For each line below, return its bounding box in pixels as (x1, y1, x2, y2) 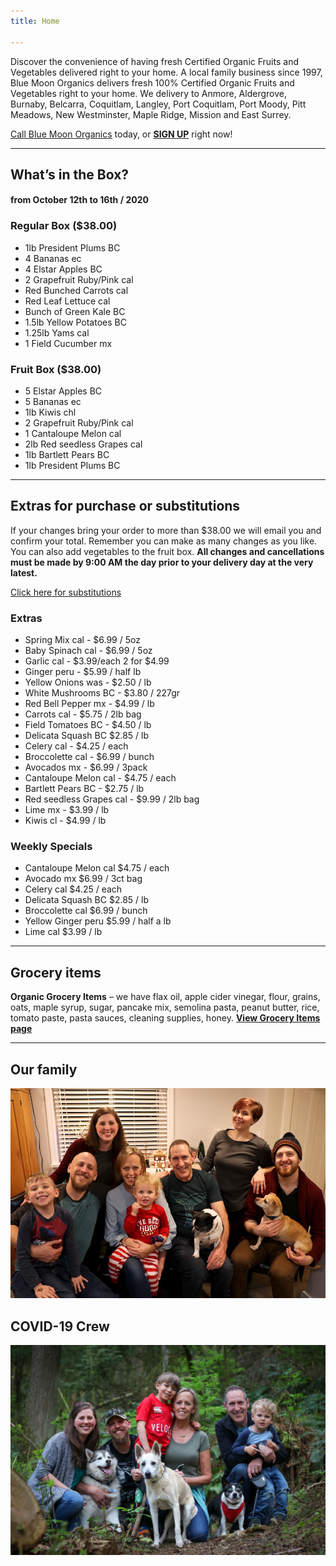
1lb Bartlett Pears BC (24, 449, 110, 461)
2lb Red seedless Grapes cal (24, 438, 143, 450)
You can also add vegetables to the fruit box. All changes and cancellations (10, 545, 325, 557)
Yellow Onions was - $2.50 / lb (24, 676, 152, 689)
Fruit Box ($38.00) (10, 362, 102, 376)
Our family (10, 1061, 78, 1078)
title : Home (10, 16, 60, 26)
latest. (10, 566, 38, 579)
